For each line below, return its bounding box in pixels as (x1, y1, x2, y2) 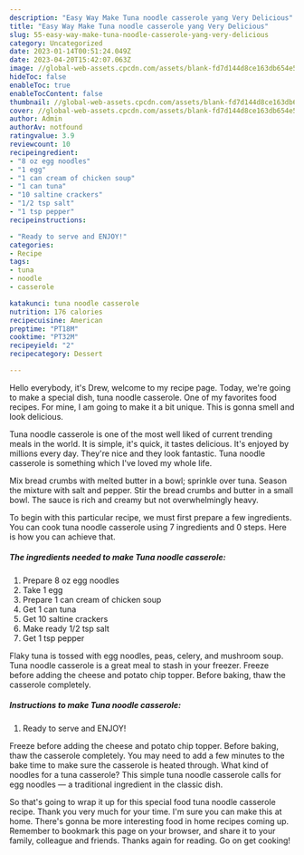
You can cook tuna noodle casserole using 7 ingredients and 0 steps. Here (9, 521, 287, 532)
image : (9, 64, 34, 73)
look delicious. (9, 411, 63, 422)
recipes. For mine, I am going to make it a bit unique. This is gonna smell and (9, 401, 295, 413)
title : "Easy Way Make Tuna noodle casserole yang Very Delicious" (9, 22, 270, 31)
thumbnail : (9, 97, 51, 107)
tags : (9, 257, 30, 267)
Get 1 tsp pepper (22, 632, 85, 644)
